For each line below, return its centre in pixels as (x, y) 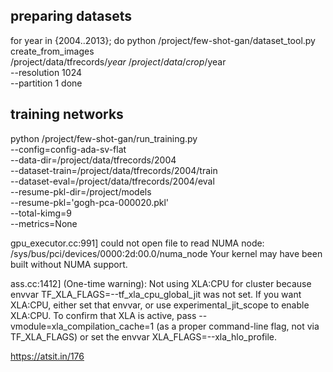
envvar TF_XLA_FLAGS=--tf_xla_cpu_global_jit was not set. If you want (156, 294)
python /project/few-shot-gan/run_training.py (104, 138)
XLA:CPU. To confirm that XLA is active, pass (103, 315)
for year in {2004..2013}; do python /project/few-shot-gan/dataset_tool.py (163, 40)
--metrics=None (44, 223)
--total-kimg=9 (41, 213)
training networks (67, 114)
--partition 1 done (46, 83)
